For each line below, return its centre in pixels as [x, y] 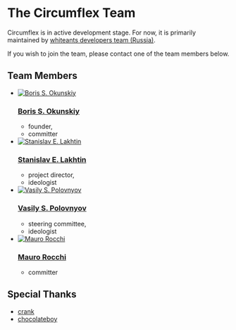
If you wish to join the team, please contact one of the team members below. [118, 54]
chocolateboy [37, 319]
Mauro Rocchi [42, 257]
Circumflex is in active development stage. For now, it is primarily [101, 32]
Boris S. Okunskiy [48, 111]
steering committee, [57, 224]
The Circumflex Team [72, 13]
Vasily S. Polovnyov [52, 208]
